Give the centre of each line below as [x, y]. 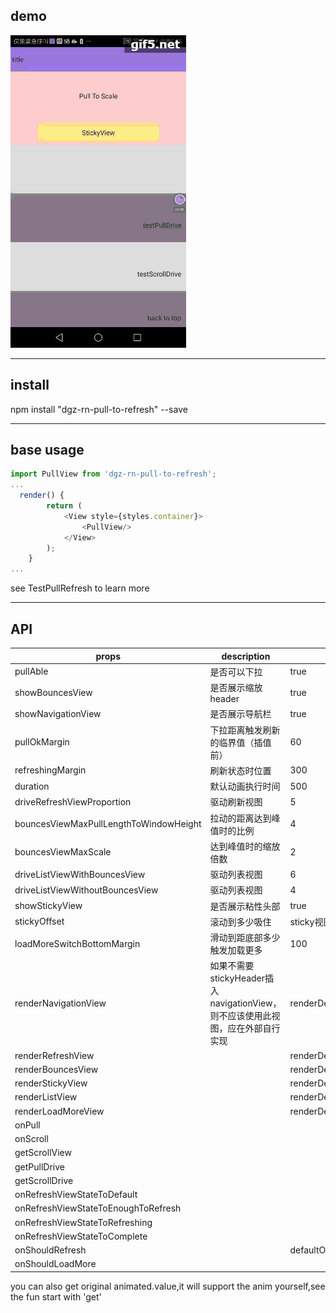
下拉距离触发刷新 [245, 730]
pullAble [31, 671]
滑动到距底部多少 [245, 937]
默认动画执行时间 [245, 786]
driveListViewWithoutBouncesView [86, 890]
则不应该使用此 [240, 1016]
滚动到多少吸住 [240, 921]
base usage [47, 450]
